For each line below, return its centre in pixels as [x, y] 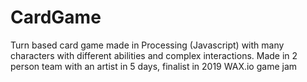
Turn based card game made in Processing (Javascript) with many [147, 45]
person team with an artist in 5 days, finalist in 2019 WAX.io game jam [154, 66]
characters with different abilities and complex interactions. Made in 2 [154, 55]
